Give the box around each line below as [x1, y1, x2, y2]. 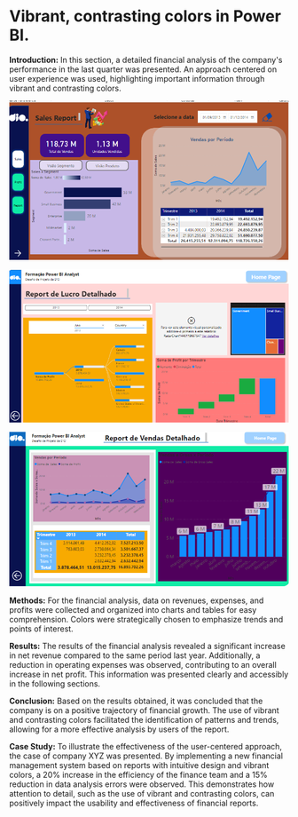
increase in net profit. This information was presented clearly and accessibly [9, 669, 289, 680]
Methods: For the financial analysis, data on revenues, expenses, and [9, 595, 264, 606]
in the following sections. [9, 678, 100, 689]
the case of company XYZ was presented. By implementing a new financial [9, 750, 284, 761]
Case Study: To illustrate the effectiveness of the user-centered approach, [9, 742, 282, 752]
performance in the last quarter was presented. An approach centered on [9, 64, 278, 75]
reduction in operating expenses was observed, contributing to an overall [9, 660, 277, 670]
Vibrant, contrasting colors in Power [9, 6, 282, 27]
